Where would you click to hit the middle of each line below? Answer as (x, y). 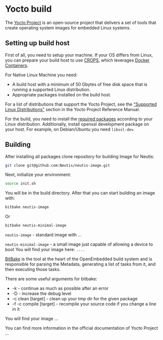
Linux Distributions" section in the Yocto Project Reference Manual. (72, 109)
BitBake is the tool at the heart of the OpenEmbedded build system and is (79, 259)
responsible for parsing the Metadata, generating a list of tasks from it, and (81, 264)
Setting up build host (37, 43)
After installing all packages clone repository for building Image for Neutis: (80, 156)
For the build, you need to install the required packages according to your (79, 119)
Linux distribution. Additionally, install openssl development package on (77, 124)
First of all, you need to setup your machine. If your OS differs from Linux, (79, 55)
